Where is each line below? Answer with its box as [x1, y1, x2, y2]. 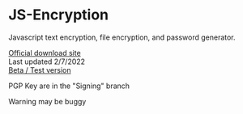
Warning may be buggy [8, 96, 87, 106]
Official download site [8, 48, 81, 57]
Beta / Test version [8, 65, 71, 74]
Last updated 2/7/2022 [8, 57, 86, 66]
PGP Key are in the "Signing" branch [8, 81, 130, 91]
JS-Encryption [8, 6, 109, 24]
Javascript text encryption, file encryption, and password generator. [8, 32, 237, 42]
